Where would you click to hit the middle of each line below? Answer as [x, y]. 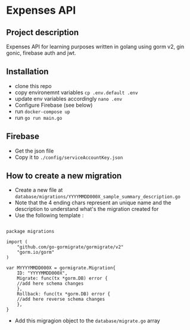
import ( [17, 242]
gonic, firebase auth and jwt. [41, 53]
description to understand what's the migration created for [87, 209]
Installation [27, 72]
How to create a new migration [64, 176]
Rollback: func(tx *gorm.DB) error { [64, 294]
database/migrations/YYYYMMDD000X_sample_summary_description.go [97, 197]
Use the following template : [49, 216]
